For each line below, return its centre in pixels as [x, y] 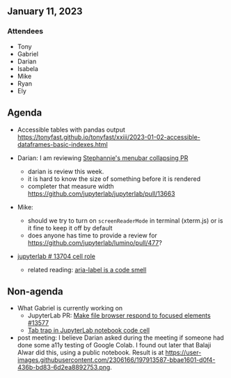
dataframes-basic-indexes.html [62, 144]
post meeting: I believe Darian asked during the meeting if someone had [120, 338]
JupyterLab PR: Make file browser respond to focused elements [119, 315]
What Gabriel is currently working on [70, 308]
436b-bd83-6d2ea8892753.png [64, 368]
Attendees [25, 31]
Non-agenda [35, 291]
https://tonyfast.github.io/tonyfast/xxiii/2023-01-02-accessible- [109, 137]
